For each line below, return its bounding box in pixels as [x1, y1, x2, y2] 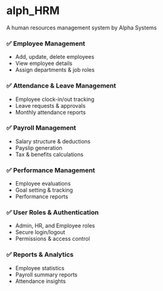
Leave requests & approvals [15, 102, 86, 109]
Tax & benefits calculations [15, 151, 84, 158]
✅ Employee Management [6, 39, 86, 48]
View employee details [15, 59, 72, 67]
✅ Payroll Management [6, 124, 77, 132]
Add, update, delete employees [15, 53, 95, 61]
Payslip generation [15, 144, 63, 151]
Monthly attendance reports [15, 108, 86, 116]
